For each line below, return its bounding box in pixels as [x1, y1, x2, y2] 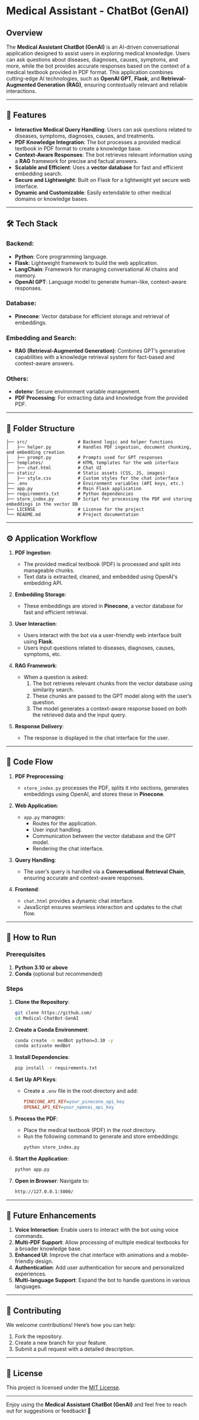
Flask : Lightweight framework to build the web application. [14, 259, 159, 266]
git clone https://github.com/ [14, 1009, 92, 1016]
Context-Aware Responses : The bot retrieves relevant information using [14, 151, 192, 158]
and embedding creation [6, 449, 65, 456]
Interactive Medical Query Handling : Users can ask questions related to [14, 126, 192, 133]
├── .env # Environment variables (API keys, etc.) [6, 481, 184, 487]
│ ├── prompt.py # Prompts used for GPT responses [6, 455, 163, 460]
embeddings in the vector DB [6, 501, 78, 507]
